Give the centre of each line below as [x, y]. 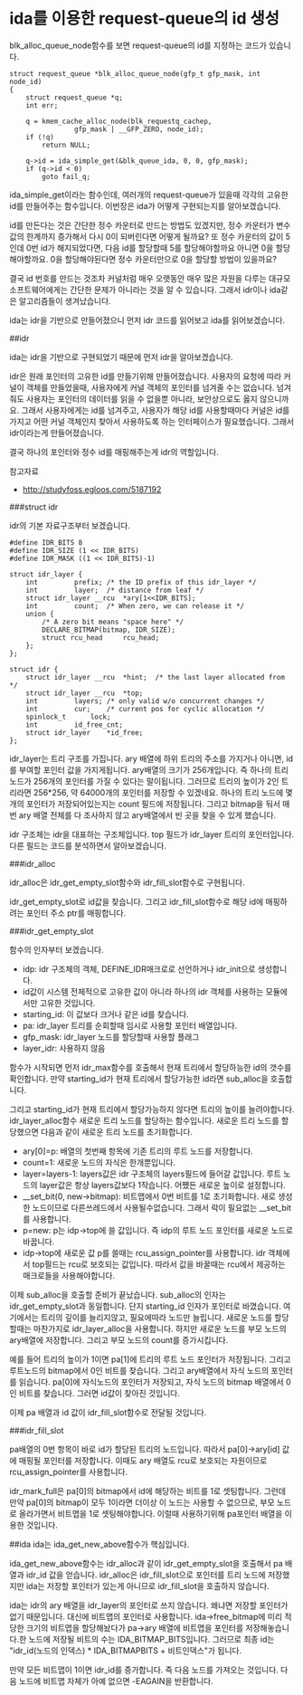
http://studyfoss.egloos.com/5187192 [92, 489]
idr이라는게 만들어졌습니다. [57, 433]
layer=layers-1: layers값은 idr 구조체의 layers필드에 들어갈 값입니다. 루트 [152, 1174]
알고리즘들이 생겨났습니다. [65, 300]
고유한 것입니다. [67, 1003]
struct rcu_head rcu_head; [101, 638]
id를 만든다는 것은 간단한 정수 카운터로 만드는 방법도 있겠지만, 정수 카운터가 [142, 225]
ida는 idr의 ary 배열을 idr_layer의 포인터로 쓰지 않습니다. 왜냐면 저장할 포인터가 [149, 1605]
